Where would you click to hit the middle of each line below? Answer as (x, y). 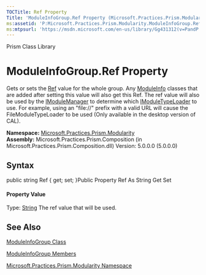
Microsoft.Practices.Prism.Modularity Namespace (69, 266)
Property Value (26, 194)
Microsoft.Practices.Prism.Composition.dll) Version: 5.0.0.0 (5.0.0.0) (92, 146)
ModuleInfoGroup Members (41, 254)
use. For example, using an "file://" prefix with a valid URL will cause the (97, 108)
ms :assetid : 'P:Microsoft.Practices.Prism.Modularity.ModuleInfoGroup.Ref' (105, 23)
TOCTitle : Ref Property (37, 12)
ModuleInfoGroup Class (36, 242)
